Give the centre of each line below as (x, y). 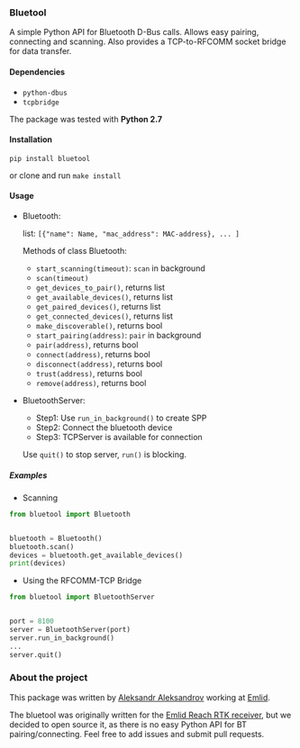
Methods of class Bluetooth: (75, 250)
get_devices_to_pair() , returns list (100, 287)
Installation (31, 140)
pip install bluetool (50, 158)
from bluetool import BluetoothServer (82, 597)
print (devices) (38, 563)
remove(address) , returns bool (91, 383)
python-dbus (45, 93)
